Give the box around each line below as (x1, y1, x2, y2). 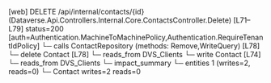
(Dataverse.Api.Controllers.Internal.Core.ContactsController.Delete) (8, 15, 232, 25)
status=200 (25, 24, 65, 33)
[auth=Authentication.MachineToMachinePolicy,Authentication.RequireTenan (8, 32, 264, 42)
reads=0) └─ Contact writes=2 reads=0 (8, 67, 142, 76)
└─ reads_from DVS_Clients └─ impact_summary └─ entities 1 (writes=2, (8, 58, 251, 68)
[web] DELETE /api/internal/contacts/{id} (8, 7, 145, 16)
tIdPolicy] (8, 41, 40, 51)
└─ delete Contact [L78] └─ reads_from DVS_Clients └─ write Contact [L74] (8, 50, 261, 59)
